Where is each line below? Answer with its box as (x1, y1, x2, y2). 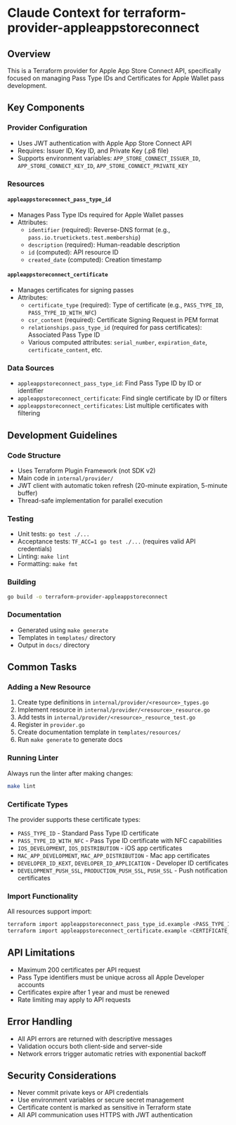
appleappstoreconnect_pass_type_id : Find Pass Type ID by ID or (17, 379, 202, 387)
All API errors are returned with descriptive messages (17, 1034, 173, 1043)
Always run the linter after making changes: (7, 769, 133, 778)
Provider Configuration (7, 123, 88, 133)
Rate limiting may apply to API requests (17, 995, 131, 1003)
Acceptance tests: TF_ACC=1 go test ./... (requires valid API (17, 537, 196, 546)
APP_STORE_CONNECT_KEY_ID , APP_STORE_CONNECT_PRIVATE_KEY (17, 161, 188, 169)
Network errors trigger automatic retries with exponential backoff (17, 1049, 206, 1057)
